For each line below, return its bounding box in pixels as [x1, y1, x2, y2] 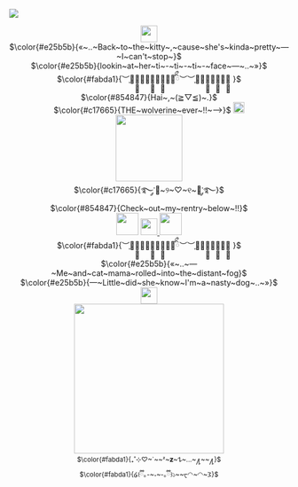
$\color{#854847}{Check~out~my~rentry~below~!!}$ [50, 203, 248, 213]
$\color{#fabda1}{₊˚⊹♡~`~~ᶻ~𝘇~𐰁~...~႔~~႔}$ [76, 455, 222, 464]
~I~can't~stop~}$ [116, 51, 182, 61]
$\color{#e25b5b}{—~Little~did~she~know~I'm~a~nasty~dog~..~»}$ [20, 278, 278, 287]
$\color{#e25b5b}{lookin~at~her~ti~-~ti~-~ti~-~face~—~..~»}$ [30, 60, 268, 71]
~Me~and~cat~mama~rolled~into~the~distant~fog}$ [51, 268, 247, 279]
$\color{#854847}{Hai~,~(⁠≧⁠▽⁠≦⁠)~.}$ [80, 92, 218, 102]
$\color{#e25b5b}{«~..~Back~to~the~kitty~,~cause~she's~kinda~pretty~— [9, 42, 289, 52]
